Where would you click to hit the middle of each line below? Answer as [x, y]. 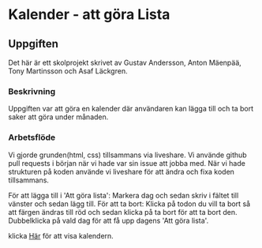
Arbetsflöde [32, 137]
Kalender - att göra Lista [89, 15]
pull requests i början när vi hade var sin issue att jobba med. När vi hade [127, 163]
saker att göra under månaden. [58, 117]
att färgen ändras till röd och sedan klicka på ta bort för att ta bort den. [123, 212]
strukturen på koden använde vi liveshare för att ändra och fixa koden [122, 171]
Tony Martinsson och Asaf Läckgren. [68, 71]
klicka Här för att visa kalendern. [61, 235]
